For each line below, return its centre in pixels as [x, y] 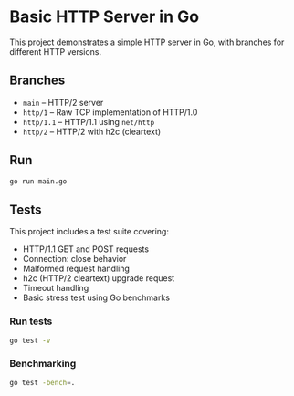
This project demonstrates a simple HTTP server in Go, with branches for [147, 42]
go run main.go [38, 181]
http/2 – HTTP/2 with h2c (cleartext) [92, 131]
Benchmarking [43, 364]
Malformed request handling [76, 269]
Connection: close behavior [74, 259]
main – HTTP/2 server [63, 102]
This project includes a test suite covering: [89, 232]
